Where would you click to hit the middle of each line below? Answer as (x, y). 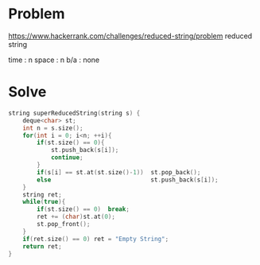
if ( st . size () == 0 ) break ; (83, 209)
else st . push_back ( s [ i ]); (128, 180)
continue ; (67, 158)
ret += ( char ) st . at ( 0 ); (76, 217)
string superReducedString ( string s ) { (74, 113)
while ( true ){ (44, 202)
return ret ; (42, 246)
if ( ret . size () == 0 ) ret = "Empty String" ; (96, 239)
